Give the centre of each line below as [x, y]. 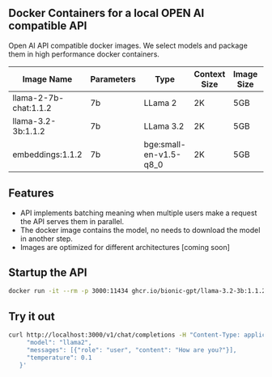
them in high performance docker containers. [84, 54]
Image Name [47, 78]
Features [31, 193]
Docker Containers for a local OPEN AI [106, 13]
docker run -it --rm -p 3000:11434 [68, 291]
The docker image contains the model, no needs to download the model [140, 230]
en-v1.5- [163, 155]
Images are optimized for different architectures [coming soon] [125, 247]
